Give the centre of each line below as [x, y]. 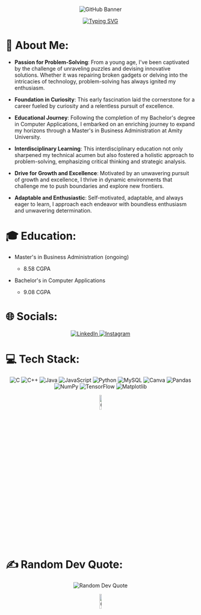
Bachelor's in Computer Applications [60, 280]
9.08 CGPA [37, 292]
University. [28, 137]
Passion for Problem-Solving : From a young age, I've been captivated [102, 62]
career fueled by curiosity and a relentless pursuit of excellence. [94, 106]
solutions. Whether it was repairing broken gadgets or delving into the [101, 75]
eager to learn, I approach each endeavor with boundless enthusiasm [100, 204]
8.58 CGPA [37, 268]
